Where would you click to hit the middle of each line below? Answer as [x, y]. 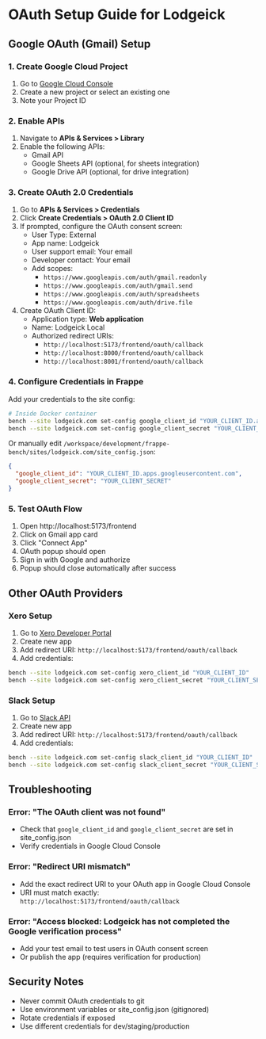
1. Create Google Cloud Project [68, 67]
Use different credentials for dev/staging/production [104, 1026]
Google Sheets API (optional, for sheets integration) [116, 163]
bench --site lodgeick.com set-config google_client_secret [110, 428]
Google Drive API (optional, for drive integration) [110, 172]
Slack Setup [32, 701]
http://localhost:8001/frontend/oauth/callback [123, 362]
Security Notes [46, 982]
